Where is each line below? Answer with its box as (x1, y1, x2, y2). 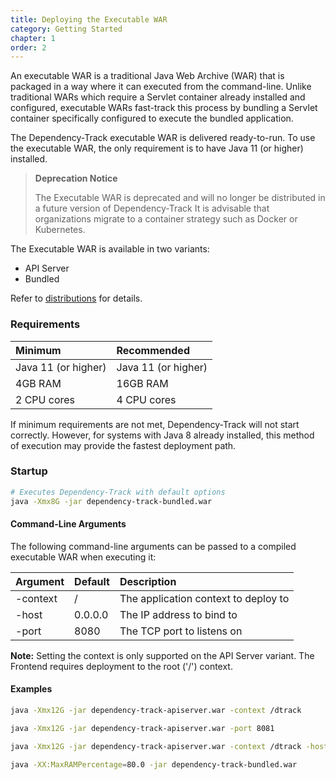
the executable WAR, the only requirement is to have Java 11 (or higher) (10, 142, 304, 155)
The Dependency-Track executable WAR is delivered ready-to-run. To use (10, 132, 316, 144)
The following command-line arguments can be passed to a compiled (10, 540, 297, 552)
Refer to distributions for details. (10, 292, 143, 305)
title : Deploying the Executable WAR (10, 14, 168, 25)
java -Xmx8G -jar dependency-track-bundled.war (10, 496, 213, 506)
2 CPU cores (15, 392, 76, 406)
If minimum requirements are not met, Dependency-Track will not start (10, 418, 300, 430)
